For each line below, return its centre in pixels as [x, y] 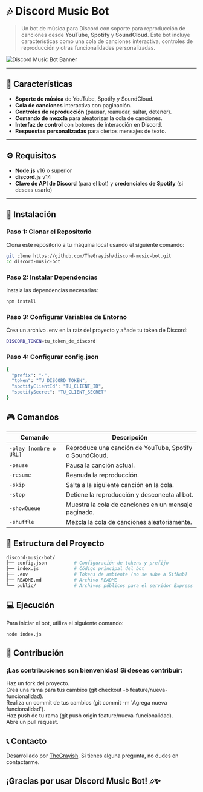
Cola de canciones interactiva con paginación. [73, 105]
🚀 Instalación [31, 214]
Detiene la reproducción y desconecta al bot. [130, 494]
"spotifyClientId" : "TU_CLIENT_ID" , [58, 386]
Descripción [130, 437]
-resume [20, 475]
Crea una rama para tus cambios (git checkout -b [68, 690]
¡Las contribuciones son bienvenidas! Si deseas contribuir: [95, 670]
